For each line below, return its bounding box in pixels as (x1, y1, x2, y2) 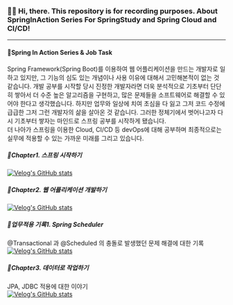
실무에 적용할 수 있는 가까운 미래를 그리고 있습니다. (7, 134, 144, 142)
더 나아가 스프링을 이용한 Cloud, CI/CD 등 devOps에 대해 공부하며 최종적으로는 (7, 125, 222, 134)
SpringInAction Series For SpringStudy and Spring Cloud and (7, 15, 217, 24)
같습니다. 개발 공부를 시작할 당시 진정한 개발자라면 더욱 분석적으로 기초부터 (7, 82, 209, 90)
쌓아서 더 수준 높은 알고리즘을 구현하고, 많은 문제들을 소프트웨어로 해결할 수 (14, 90, 218, 99)
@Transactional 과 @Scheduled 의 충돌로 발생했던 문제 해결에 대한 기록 (7, 239, 205, 247)
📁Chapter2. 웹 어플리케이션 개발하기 (7, 186, 107, 194)
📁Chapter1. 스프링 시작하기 (7, 151, 82, 159)
